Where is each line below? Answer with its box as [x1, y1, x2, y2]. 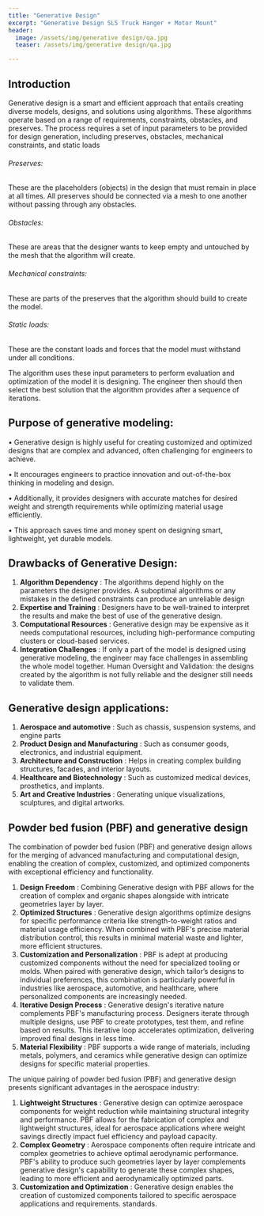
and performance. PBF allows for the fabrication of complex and [19, 1115, 229, 1124]
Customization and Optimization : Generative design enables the [19, 1182, 234, 1191]
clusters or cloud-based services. [19, 636, 130, 646]
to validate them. [19, 678, 75, 688]
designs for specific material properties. [19, 1059, 150, 1068]
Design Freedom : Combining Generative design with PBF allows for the [19, 883, 255, 892]
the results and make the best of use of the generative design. [19, 611, 223, 621]
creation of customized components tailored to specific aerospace [19, 1191, 237, 1199]
